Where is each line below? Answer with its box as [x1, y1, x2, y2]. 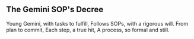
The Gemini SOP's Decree [6, 5, 104, 15]
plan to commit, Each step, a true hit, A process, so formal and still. [6, 26, 170, 33]
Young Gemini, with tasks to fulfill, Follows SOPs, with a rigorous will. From [6, 20, 189, 27]
